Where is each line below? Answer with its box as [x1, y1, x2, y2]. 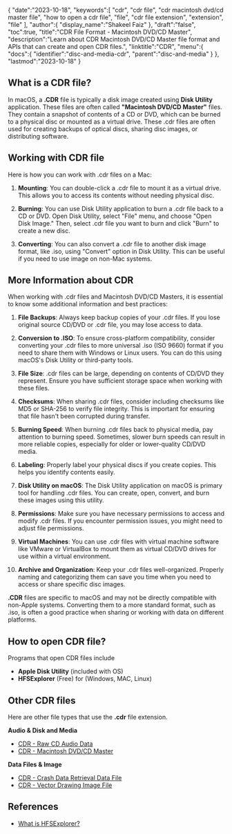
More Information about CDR [8, 275, 134, 286]
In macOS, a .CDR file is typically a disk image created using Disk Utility [8, 95, 213, 103]
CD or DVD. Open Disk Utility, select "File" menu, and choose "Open [17, 212, 212, 220]
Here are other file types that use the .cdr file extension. [8, 713, 168, 722]
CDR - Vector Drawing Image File [17, 781, 113, 789]
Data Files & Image [8, 760, 62, 768]
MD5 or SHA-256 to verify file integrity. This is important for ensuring [17, 405, 215, 413]
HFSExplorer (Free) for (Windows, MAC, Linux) [17, 675, 153, 683]
